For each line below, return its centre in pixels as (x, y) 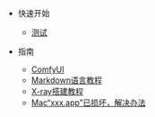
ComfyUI (47, 69)
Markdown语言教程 (67, 80)
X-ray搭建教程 (57, 91)
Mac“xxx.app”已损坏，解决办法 (88, 103)
